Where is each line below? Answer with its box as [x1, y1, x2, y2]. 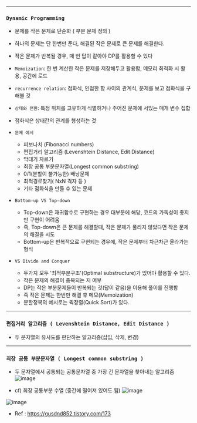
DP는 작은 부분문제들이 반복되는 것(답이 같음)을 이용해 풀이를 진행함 [23, 284, 178, 291]
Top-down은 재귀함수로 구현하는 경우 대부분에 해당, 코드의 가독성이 [23, 209, 178, 216]
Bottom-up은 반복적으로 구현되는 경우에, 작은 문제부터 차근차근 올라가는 [23, 239, 189, 246]
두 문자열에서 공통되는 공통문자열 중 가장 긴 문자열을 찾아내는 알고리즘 [14, 368, 175, 375]
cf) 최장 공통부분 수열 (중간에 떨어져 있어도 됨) [14, 387, 121, 394]
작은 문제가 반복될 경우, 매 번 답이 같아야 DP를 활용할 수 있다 [14, 52, 153, 59]
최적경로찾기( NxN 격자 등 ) [23, 177, 87, 185]
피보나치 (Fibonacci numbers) [23, 141, 94, 148]
